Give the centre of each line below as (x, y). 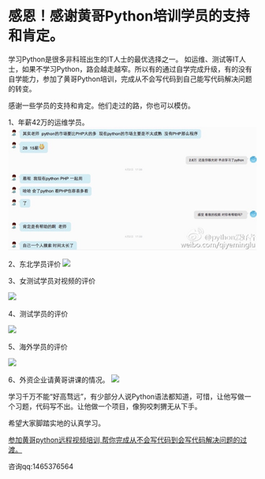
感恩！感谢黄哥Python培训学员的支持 (129, 16)
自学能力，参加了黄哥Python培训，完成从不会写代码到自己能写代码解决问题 (130, 79)
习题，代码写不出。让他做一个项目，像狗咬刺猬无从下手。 (108, 407)
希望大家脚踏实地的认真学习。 (56, 423)
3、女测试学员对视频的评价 (52, 281)
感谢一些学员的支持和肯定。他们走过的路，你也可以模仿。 (101, 105)
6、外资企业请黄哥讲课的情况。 (59, 380)
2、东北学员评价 (35, 264)
